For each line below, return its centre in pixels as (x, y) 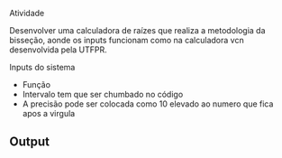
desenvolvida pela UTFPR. (59, 50)
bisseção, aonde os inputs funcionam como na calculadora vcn (127, 40)
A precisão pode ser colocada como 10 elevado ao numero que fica (148, 104)
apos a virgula (49, 113)
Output (29, 142)
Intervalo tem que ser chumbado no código (103, 94)
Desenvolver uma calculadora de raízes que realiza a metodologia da (137, 30)
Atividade (27, 13)
